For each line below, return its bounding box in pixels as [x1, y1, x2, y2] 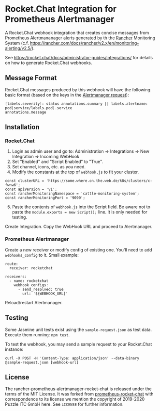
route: [5, 261, 18, 266]
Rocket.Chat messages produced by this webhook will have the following [5, 86, 151, 93]
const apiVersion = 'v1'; [5, 187, 57, 192]
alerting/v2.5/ [5, 45, 32, 51]
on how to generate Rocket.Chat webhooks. [5, 60, 92, 66]
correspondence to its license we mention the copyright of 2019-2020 [5, 396, 145, 402]
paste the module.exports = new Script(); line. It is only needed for [12, 209, 147, 215]
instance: [5, 346, 24, 352]
